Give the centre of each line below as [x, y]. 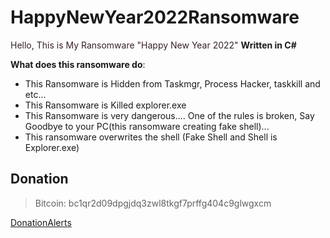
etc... [35, 94]
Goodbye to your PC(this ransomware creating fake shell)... [147, 126]
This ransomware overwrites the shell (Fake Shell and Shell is [151, 137]
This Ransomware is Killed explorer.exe [105, 105]
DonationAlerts [41, 222]
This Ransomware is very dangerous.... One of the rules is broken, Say [169, 115]
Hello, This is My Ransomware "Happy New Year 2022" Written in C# [153, 45]
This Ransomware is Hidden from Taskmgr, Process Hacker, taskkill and [172, 83]
